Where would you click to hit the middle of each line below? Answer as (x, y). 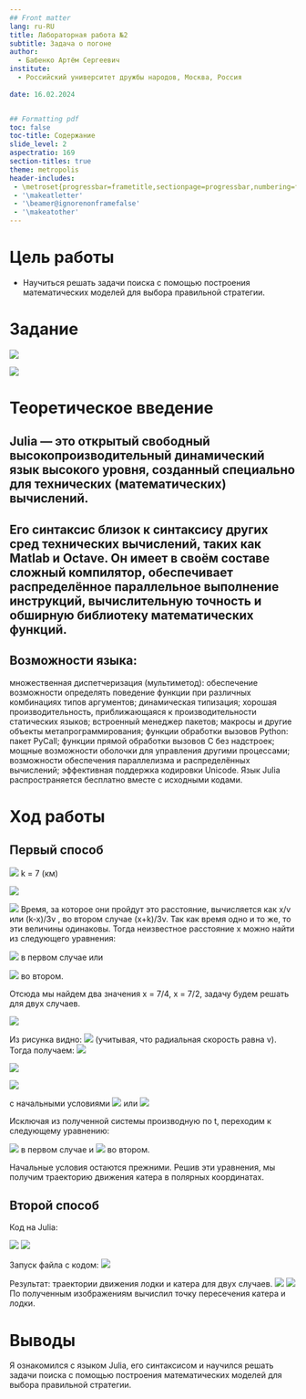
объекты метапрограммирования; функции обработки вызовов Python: (149, 731)
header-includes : (42, 178)
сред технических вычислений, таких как (136, 544)
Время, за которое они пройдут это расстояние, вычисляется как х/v (156, 909)
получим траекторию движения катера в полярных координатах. (137, 1177)
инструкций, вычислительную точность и (136, 600)
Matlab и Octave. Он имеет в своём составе (140, 558)
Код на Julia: (34, 1227)
